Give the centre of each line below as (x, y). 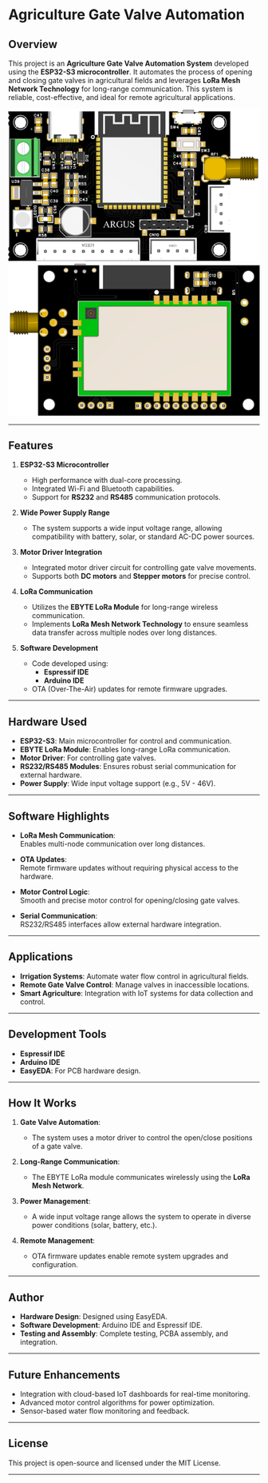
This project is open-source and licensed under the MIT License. (114, 1463)
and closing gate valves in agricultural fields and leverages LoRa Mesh (124, 80)
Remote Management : (57, 1241)
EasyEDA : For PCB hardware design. (80, 1070)
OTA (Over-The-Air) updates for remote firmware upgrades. (130, 689)
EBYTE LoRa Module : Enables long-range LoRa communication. (125, 750)
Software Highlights (59, 816)
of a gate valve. (57, 1146)
